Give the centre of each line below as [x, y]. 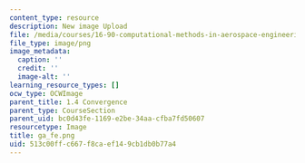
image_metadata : [40, 52]
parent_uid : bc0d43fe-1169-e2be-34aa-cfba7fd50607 [107, 119]
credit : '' [38, 69]
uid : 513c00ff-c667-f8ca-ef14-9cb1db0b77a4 [93, 144]
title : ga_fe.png [42, 136]
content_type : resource [54, 18]
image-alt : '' [44, 77]
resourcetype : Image [49, 128]
